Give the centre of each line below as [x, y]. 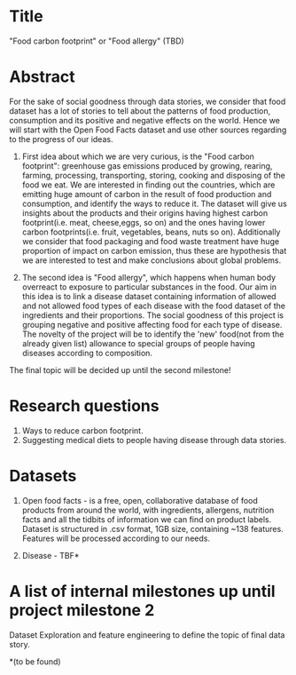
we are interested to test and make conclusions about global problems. [152, 260]
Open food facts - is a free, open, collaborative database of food [140, 500]
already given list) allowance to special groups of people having [138, 343]
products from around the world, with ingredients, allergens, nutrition [148, 510]
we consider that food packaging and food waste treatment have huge [151, 241]
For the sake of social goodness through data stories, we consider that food [148, 101]
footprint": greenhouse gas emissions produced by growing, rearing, [147, 165]
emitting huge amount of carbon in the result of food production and [147, 194]
